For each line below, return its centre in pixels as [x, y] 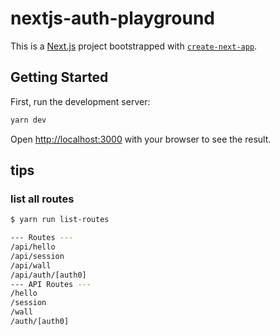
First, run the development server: [80, 101]
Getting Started [59, 77]
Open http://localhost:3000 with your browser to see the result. [141, 139]
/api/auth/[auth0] [48, 275]
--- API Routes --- [51, 284]
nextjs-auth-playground [113, 18]
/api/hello [33, 247]
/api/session [37, 256]
